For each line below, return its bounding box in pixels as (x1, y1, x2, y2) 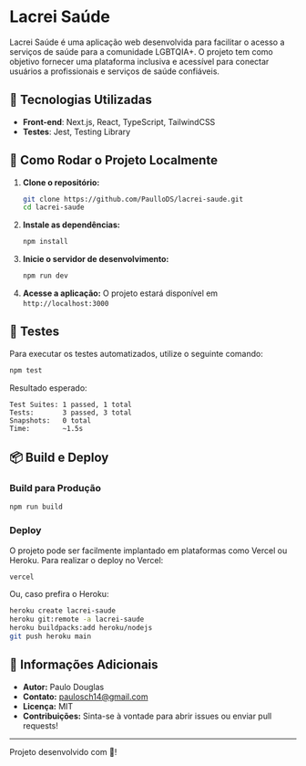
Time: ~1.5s (9, 424, 84, 433)
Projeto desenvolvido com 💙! (9, 746, 117, 757)
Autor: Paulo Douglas (22, 681, 105, 692)
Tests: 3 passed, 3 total (9, 408, 132, 417)
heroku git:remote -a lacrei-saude (9, 614, 145, 624)
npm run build (9, 502, 64, 512)
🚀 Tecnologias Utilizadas (9, 92, 152, 108)
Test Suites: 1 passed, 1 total (9, 400, 132, 409)
